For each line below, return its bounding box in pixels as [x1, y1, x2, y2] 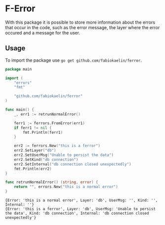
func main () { [5, 107, 35, 112]
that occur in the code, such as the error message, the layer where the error [5, 24, 160, 30]
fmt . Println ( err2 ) [14, 166, 52, 171]
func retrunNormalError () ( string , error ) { [5, 180, 98, 185]
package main [5, 67, 32, 72]
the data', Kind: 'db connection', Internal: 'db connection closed [5, 211, 149, 216]
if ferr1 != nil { [14, 125, 52, 130]
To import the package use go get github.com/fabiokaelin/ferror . [5, 57, 142, 63]
